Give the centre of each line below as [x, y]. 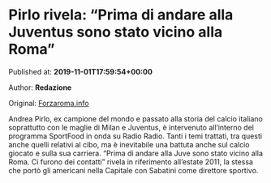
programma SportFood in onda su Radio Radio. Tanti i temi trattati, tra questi [135, 136]
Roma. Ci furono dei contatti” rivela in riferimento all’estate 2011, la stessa [131, 162]
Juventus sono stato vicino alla [116, 32]
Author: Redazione [40, 87]
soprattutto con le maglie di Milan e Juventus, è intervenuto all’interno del [131, 127]
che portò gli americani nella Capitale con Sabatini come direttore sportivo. [133, 170]
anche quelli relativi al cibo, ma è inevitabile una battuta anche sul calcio [129, 144]
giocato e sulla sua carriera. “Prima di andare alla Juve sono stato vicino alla [136, 153]
